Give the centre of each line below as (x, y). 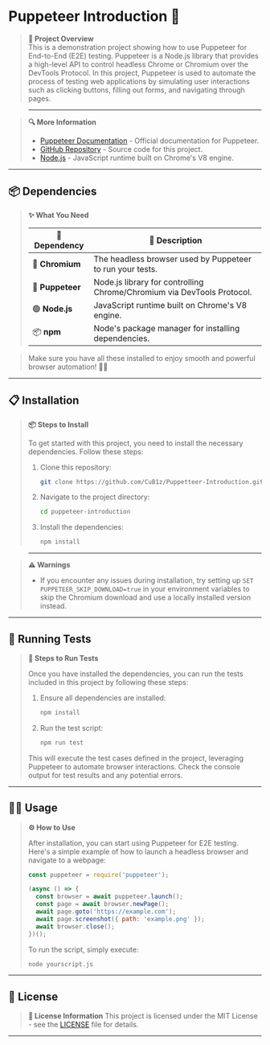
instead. (53, 606)
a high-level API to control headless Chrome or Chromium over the (138, 64)
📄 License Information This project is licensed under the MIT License (143, 1016)
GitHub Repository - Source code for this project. (121, 149)
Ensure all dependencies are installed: (103, 698)
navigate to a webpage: (67, 860)
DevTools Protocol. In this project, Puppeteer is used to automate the (142, 72)
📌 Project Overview (61, 39)
